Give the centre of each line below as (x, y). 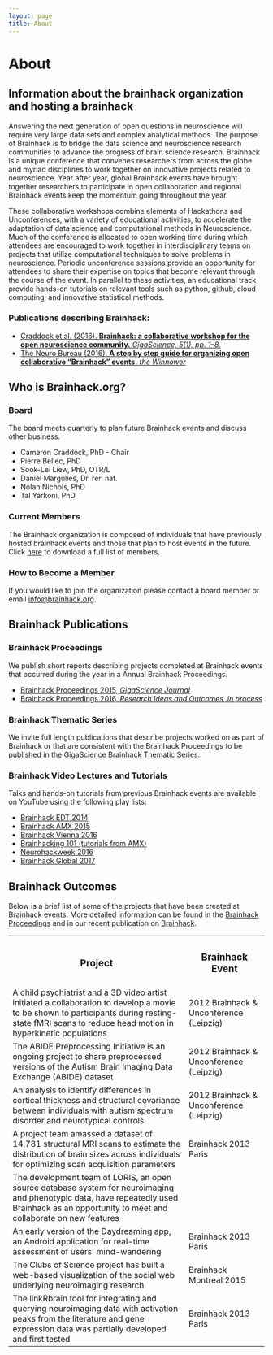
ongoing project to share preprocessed (87, 1057)
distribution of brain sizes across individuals (96, 1154)
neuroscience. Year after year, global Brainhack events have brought (123, 178)
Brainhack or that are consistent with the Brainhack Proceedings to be (126, 746)
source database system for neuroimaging (93, 1188)
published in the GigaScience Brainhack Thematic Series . (104, 755)
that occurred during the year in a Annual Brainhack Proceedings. (118, 674)
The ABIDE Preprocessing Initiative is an (89, 1047)
